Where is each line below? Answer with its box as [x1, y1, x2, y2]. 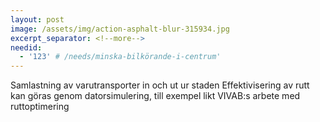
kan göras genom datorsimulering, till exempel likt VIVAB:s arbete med [10, 90, 301, 102]
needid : [10, 42, 43, 53]
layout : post [10, 14, 65, 25]
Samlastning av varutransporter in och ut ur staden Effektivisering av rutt [10, 79, 310, 91]
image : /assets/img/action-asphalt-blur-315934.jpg [10, 24, 230, 34]
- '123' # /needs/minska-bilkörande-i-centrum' [19, 52, 222, 62]
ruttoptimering [10, 101, 70, 113]
